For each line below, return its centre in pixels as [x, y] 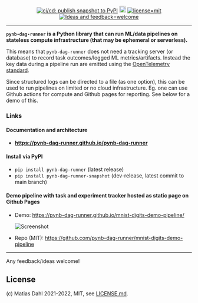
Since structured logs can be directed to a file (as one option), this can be [95, 82]
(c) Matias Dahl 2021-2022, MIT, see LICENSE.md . [67, 294]
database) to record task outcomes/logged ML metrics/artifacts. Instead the [98, 58]
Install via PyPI [24, 156]
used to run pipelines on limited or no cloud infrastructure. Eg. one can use [97, 88]
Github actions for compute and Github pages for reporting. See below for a [98, 94]
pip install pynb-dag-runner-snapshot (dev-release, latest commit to [99, 176]
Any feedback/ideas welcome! [43, 261]
